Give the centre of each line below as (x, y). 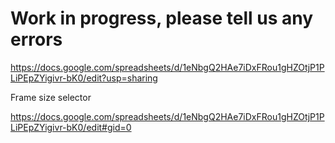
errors (36, 39)
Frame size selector (51, 97)
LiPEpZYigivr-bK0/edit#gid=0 (71, 127)
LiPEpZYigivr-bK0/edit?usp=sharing (84, 78)
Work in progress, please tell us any (162, 18)
